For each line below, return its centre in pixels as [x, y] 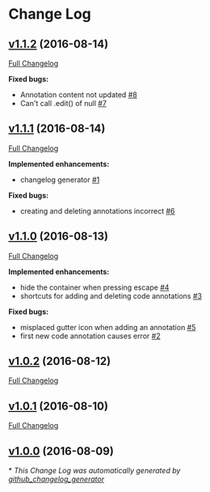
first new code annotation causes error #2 [90, 336]
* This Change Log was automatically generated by [94, 471]
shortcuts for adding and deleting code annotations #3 [111, 295]
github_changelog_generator [57, 479]
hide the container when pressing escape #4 [94, 287]
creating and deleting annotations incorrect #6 [97, 210]
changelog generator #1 [60, 180]
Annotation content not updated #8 [78, 95]
